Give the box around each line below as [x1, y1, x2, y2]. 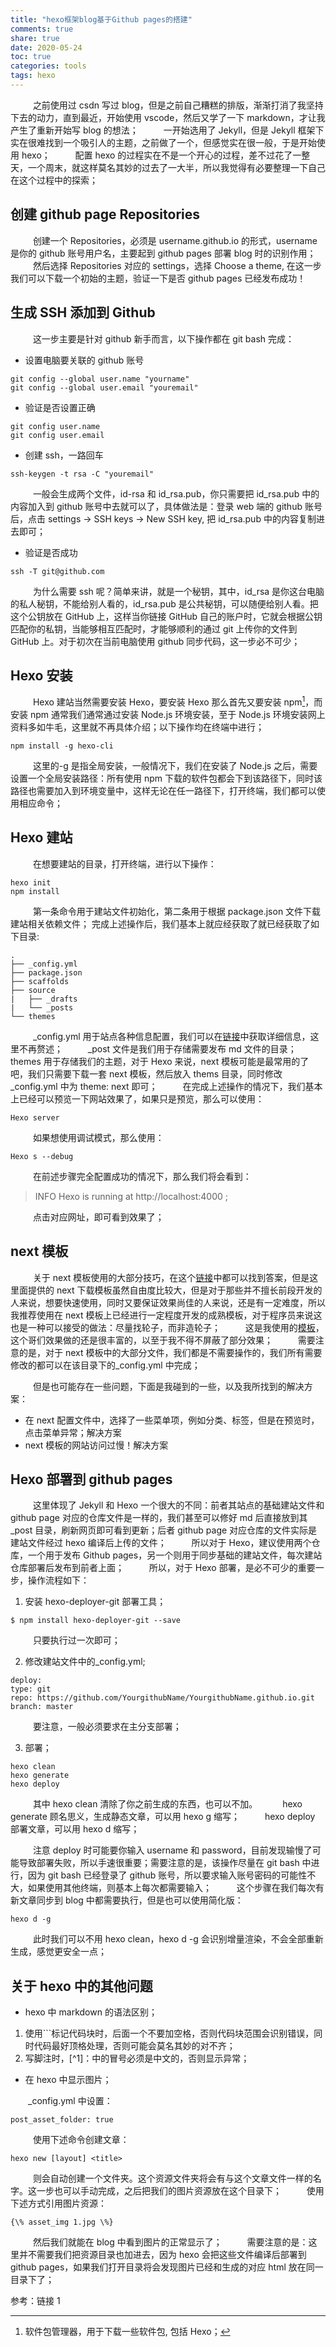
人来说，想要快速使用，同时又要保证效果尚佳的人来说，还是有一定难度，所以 [10, 1296, 326, 1308]
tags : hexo [10, 71, 56, 81]
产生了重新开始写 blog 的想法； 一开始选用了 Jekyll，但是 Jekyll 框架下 [10, 124, 325, 136]
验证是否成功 [24, 546, 78, 558]
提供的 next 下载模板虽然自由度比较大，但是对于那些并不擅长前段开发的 [27, 1284, 323, 1296]
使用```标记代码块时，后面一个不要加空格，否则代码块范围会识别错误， [24, 2027, 315, 2040]
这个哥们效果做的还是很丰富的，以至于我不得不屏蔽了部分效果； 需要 [10, 1334, 316, 1346]
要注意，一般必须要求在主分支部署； [32, 1721, 182, 1733]
